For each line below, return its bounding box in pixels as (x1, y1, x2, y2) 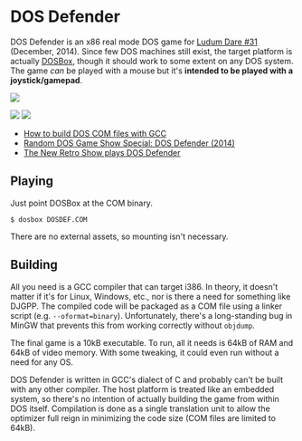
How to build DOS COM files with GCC (23, 128, 166, 139)
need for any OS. (10, 356, 73, 368)
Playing (10, 174, 53, 189)
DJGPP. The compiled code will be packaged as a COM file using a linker (10, 301, 283, 312)
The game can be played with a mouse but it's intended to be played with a (10, 65, 293, 76)
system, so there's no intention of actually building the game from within (10, 393, 279, 404)
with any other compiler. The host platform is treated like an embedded (10, 383, 275, 395)
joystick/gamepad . (10, 74, 83, 85)
